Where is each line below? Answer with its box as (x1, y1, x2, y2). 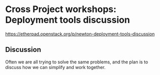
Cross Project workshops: (5, 4, 117, 15)
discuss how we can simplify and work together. (5, 64, 106, 70)
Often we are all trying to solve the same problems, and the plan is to (5, 59, 148, 65)
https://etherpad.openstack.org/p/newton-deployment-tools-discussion (5, 31, 155, 37)
